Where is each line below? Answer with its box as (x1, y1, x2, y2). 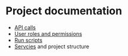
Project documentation (5, 4, 123, 18)
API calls (14, 24, 36, 31)
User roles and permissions (14, 30, 83, 37)
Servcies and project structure (14, 43, 90, 50)
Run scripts (14, 36, 42, 43)
